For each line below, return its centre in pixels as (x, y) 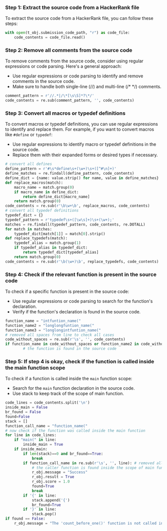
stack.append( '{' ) (51, 500)
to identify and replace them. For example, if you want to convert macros (80, 129)
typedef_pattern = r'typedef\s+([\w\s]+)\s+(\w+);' (60, 220)
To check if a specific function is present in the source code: (67, 291)
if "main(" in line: (35, 440)
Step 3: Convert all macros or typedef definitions (65, 113)
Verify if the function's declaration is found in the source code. (76, 311)
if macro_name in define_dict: (46, 192)
